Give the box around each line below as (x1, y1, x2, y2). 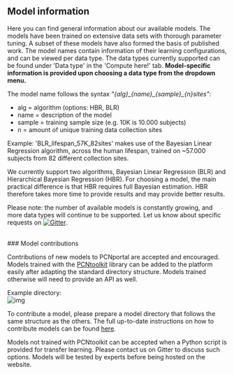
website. (7, 360, 32, 368)
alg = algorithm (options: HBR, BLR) (17, 103, 120, 111)
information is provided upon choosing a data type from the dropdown (7, 69, 216, 77)
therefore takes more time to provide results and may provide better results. (7, 189, 226, 198)
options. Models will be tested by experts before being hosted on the (7, 352, 206, 361)
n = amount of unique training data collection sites (17, 125, 163, 134)
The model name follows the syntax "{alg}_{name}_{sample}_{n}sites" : (7, 89, 212, 98)
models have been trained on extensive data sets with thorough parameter (7, 31, 222, 40)
